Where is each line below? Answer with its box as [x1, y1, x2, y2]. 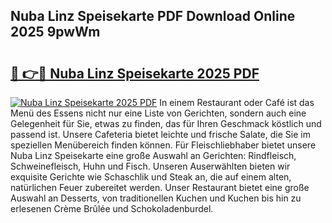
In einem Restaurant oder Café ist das [159, 97, 315, 108]
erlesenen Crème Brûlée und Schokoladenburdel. [10, 203, 214, 214]
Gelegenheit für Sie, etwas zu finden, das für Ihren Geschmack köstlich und [10, 118, 322, 129]
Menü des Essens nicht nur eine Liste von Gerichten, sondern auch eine [10, 107, 307, 119]
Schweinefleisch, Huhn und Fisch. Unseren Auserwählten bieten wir [10, 160, 291, 172]
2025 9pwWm [10, 24, 101, 41]
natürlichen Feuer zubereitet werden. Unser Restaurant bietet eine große [10, 182, 310, 193]
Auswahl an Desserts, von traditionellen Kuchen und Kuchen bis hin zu [10, 192, 302, 204]
